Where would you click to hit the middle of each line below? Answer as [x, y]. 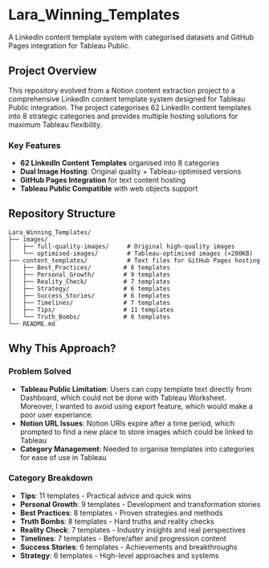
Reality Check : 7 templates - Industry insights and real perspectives [133, 529]
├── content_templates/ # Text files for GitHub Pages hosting [134, 260]
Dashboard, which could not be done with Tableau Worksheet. [123, 397]
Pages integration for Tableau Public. [69, 45]
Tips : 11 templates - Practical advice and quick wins [106, 496]
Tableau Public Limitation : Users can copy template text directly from [136, 389]
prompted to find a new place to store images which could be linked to [137, 431]
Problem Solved [40, 372]
